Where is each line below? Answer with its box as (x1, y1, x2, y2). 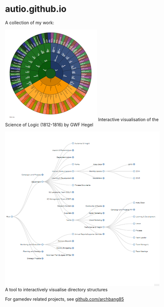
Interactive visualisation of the (97, 116, 159, 122)
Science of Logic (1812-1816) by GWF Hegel (5, 122, 94, 128)
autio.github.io (5, 3, 67, 15)
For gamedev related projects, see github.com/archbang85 (5, 296, 124, 302)
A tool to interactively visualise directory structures (5, 286, 108, 292)
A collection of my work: (5, 20, 54, 26)
